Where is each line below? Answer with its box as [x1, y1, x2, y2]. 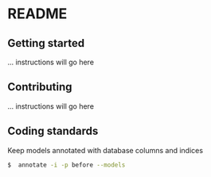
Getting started [7, 37, 85, 50]
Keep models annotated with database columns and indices [7, 145, 204, 155]
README [7, 5, 68, 23]
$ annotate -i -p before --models [7, 160, 126, 169]
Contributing [7, 80, 72, 94]
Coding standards [7, 125, 99, 138]
